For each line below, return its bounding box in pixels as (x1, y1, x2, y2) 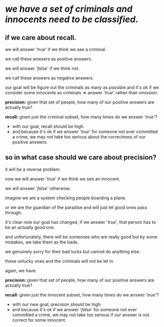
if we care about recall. (5, 33, 77, 42)
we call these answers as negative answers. (5, 75, 94, 81)
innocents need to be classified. (5, 14, 139, 25)
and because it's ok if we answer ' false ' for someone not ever (12, 306, 137, 312)
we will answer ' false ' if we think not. (5, 65, 80, 71)
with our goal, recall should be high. (12, 124, 85, 129)
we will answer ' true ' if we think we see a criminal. (5, 47, 107, 52)
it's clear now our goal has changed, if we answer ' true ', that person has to (5, 219, 156, 225)
